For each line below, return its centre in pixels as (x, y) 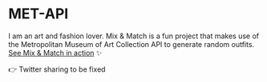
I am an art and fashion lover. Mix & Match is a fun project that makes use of (134, 36)
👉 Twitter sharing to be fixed (57, 69)
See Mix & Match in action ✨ (55, 53)
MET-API (38, 14)
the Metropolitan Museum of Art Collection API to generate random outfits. (131, 44)
